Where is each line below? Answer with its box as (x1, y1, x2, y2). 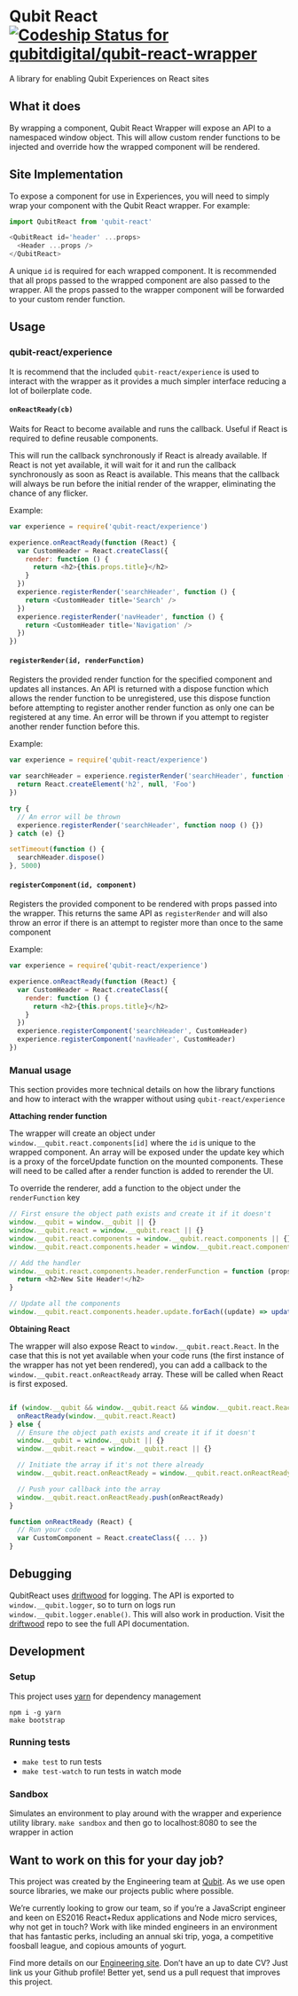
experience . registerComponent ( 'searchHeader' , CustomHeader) (17, 1027, 248, 1036)
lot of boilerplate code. (9, 385, 92, 395)
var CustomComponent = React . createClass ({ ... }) (17, 1534, 208, 1543)
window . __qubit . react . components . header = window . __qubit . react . (9, 1242, 256, 1251)
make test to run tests (21, 1756, 102, 1766)
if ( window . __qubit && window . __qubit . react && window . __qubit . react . (9, 1403, 276, 1412)
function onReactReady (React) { (9, 1517, 133, 1526)
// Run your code (17, 1525, 82, 1535)
